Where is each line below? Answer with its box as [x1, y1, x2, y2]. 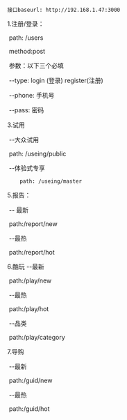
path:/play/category [8, 333, 66, 341]
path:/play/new [8, 276, 52, 285]
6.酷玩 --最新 [7, 262, 45, 271]
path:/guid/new [8, 376, 53, 384]
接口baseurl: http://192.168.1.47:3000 [7, 6, 121, 13]
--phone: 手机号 [8, 91, 55, 99]
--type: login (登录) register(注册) [8, 76, 104, 84]
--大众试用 [8, 135, 40, 144]
